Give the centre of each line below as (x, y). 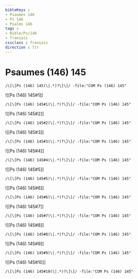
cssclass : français (27, 43)
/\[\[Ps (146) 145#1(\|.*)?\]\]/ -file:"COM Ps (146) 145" (68, 104)
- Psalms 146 (19, 24)
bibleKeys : (18, 10)
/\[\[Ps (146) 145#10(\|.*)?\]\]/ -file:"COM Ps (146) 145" (70, 271)
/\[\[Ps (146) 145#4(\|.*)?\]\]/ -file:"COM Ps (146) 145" (68, 160)
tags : (12, 29)
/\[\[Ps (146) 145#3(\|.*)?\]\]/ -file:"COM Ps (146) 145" (68, 142)
